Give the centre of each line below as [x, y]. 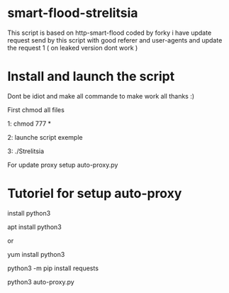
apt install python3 [34, 227]
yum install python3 [36, 254]
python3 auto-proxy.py [41, 282]
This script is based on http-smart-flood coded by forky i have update [110, 33]
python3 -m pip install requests [53, 268]
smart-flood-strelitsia [73, 13]
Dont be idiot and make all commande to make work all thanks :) [101, 96]
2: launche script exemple [45, 137]
